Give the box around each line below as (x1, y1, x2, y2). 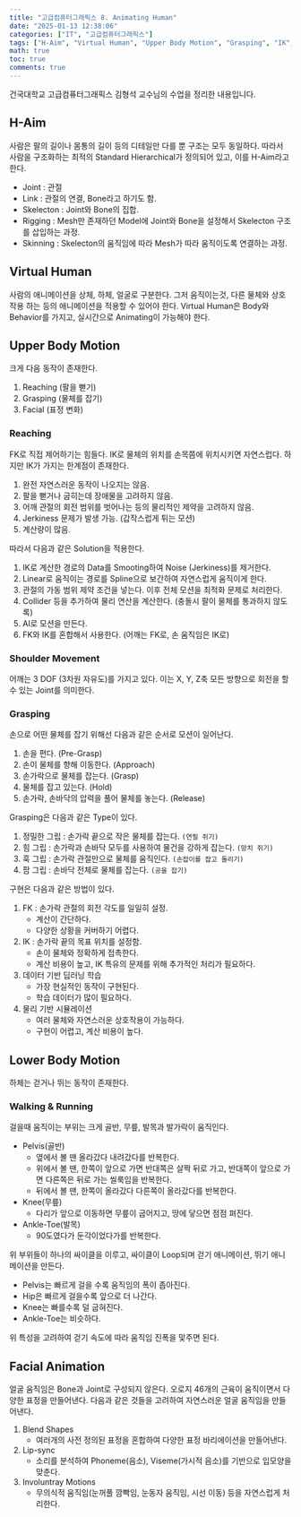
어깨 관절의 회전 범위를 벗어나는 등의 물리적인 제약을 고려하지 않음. (21, 501, 254, 512)
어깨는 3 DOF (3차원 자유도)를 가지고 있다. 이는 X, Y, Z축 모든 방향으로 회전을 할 (9, 673, 289, 684)
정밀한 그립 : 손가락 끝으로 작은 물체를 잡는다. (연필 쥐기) (21, 831, 219, 842)
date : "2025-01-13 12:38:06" (9, 22, 118, 30)
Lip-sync (21, 1444, 56, 1456)
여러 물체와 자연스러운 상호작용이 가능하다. (35, 1014, 185, 1026)
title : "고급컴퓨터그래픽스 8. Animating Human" (9, 13, 177, 22)
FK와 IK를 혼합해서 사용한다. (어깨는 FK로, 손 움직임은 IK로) (21, 629, 230, 640)
